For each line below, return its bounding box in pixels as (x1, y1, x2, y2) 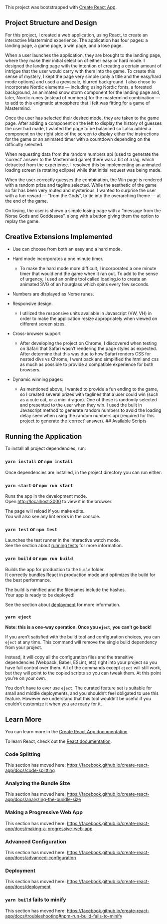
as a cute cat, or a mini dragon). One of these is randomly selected (19, 396, 157, 402)
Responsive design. (12, 301, 53, 307)
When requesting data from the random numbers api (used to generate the (5, 151, 159, 157)
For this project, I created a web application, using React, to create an (5, 32, 148, 38)
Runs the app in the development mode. (5, 493, 87, 499)
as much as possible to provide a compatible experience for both (19, 361, 154, 367)
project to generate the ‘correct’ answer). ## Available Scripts (19, 418, 147, 424)
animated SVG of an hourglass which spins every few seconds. (19, 281, 150, 287)
